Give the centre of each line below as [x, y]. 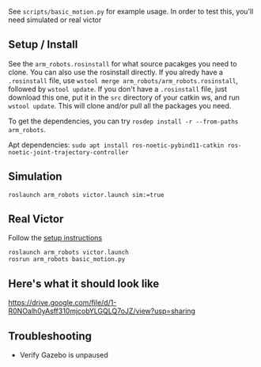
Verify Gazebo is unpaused [64, 355]
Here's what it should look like [84, 284]
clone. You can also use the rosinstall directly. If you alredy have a [116, 72]
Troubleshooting [50, 336]
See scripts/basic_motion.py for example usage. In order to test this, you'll [131, 11]
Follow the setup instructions [55, 238]
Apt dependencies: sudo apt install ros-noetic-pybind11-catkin [116, 145]
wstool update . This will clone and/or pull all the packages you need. [120, 105]
